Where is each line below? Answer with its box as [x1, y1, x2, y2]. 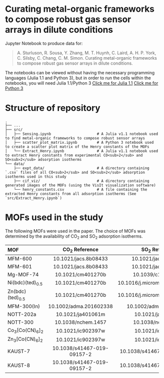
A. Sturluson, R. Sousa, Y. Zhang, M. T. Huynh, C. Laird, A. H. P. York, [17, 50, 156, 56]
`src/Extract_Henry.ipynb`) [5, 196, 62, 200]
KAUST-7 [7, 348, 30, 355]
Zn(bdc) [7, 288, 26, 294]
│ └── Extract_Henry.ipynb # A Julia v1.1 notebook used [5, 148, 159, 154]
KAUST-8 [7, 362, 30, 369]
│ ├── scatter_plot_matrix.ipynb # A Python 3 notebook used [5, 140, 154, 145]
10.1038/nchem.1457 [54, 319, 106, 326]
